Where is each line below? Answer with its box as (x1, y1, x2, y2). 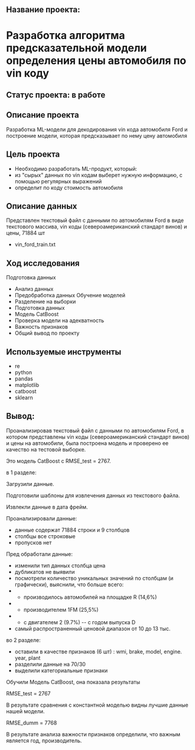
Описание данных (6, 201, 77, 211)
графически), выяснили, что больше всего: (14, 581, 124, 588)
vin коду (6, 66, 49, 80)
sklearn (14, 394, 34, 401)
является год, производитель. (6, 737, 82, 744)
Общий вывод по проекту (14, 329, 80, 337)
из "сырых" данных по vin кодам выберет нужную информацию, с (14, 171, 183, 179)
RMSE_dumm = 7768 (6, 719, 57, 726)
